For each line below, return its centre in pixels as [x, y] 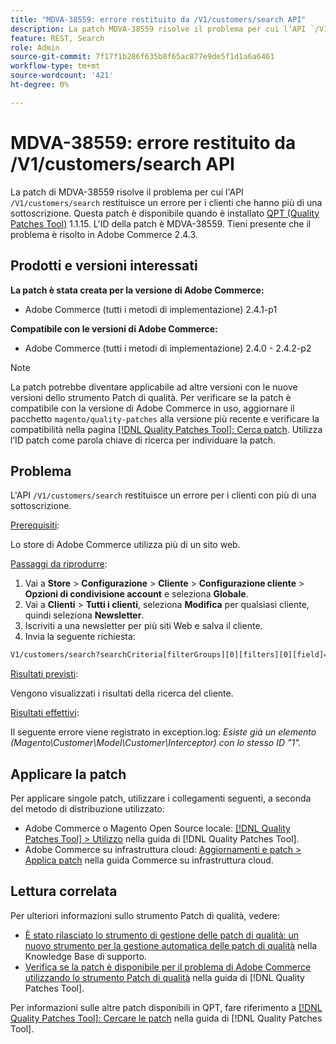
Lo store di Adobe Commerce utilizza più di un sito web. [125, 545]
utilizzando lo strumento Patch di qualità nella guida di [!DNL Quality [164, 977]
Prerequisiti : [35, 525]
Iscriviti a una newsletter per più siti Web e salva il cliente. [143, 626]
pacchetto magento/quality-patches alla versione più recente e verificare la [165, 418]
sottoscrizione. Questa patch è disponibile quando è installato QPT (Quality [165, 213]
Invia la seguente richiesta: [80, 637]
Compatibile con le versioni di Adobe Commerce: [114, 328]
